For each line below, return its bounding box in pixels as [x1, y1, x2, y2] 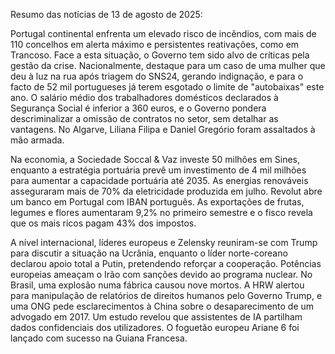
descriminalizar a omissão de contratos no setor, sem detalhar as [10, 113, 279, 124]
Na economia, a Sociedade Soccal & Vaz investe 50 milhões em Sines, [10, 154, 301, 165]
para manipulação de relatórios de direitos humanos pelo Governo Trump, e [10, 290, 323, 301]
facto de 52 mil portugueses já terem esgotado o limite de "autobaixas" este [10, 81, 325, 93]
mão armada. [10, 134, 65, 146]
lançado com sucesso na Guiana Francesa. [10, 332, 188, 344]
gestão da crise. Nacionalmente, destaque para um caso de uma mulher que [10, 60, 326, 71]
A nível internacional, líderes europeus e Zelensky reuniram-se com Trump [10, 237, 318, 248]
